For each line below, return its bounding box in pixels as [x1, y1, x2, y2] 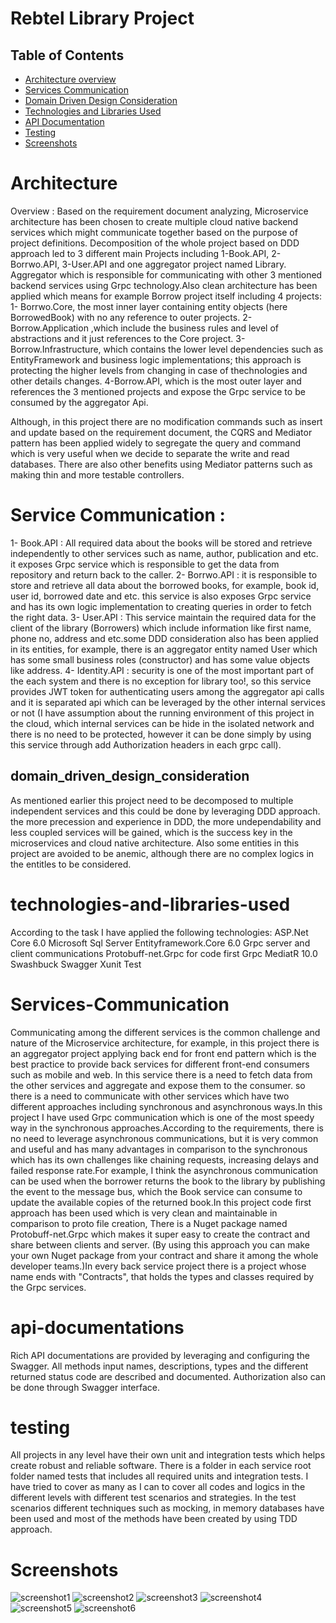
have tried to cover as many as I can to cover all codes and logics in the [10, 1481, 306, 1493]
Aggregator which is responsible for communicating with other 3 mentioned [10, 268, 323, 281]
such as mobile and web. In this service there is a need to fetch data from [10, 1068, 313, 1081]
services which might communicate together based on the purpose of [10, 226, 298, 238]
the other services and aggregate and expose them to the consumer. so [10, 1079, 306, 1091]
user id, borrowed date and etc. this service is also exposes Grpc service [10, 590, 312, 602]
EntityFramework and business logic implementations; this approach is [10, 353, 302, 366]
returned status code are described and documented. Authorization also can [10, 1370, 326, 1382]
